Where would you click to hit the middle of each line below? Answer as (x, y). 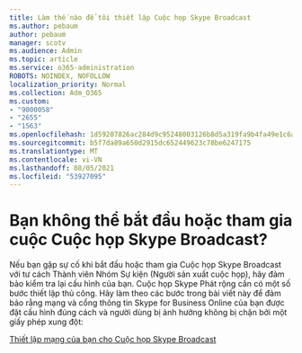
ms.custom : (30, 101)
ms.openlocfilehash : (48, 135)
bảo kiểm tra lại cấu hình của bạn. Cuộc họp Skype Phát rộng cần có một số (150, 284)
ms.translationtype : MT (54, 151)
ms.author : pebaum (44, 26)
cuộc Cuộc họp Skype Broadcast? (138, 240)
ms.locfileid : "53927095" (58, 176)
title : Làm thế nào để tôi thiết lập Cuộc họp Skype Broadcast (130, 18)
